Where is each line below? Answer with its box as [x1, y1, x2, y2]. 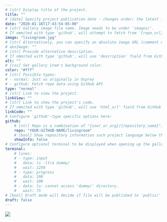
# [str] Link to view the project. [5, 91, 79, 96]
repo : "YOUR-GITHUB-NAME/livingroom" [14, 128, 92, 133]
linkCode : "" [5, 109, 32, 115]
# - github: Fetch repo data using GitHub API [5, 81, 103, 86]
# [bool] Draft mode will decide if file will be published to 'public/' [5, 193, 162, 198]
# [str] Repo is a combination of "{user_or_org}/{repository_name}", [14, 123, 164, 128]
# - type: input [14, 156, 48, 161]
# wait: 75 [14, 188, 41, 193]
